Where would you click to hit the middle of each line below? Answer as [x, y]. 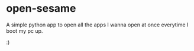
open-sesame [41, 8]
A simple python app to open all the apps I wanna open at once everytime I [97, 25]
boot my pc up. [25, 30]
